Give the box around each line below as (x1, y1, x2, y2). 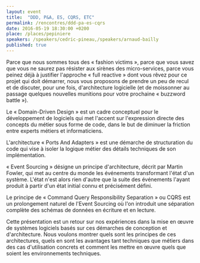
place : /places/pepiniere (6, 31, 70, 37)
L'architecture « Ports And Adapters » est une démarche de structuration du (6, 139, 193, 146)
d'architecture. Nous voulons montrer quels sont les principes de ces (6, 231, 176, 238)
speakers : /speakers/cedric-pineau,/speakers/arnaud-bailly (6, 36, 159, 42)
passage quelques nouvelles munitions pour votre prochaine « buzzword (6, 90, 186, 97)
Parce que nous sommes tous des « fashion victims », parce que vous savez (6, 58, 195, 66)
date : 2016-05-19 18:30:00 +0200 (6, 25, 90, 32)
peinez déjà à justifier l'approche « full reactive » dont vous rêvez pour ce (6, 71, 187, 78)
